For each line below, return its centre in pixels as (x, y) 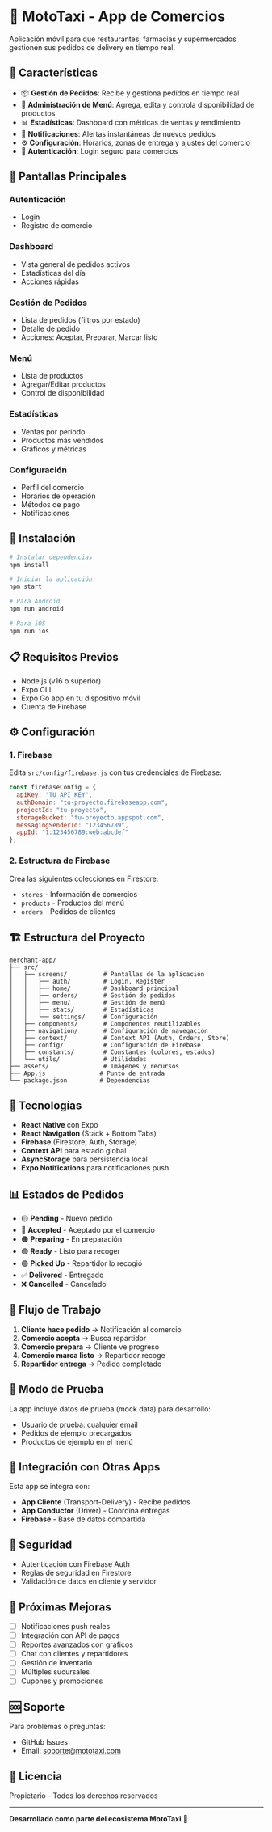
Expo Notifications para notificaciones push (95, 1168)
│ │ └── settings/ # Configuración (84, 1017)
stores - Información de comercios (79, 894)
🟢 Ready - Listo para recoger (70, 1251)
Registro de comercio (56, 226)
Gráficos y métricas (54, 449)
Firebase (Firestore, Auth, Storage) (79, 1142)
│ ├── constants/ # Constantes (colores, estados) (113, 1052)
